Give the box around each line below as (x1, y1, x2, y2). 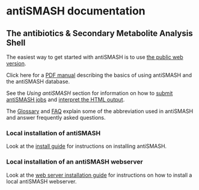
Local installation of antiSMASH (6, 129, 101, 137)
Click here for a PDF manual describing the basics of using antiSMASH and (6, 72, 192, 79)
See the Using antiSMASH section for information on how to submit (6, 90, 173, 97)
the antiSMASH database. (6, 78, 70, 85)
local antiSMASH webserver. (6, 177, 77, 185)
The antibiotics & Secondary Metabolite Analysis (6, 28, 194, 38)
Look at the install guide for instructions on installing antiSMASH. (6, 142, 167, 150)
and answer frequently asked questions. (6, 114, 106, 121)
